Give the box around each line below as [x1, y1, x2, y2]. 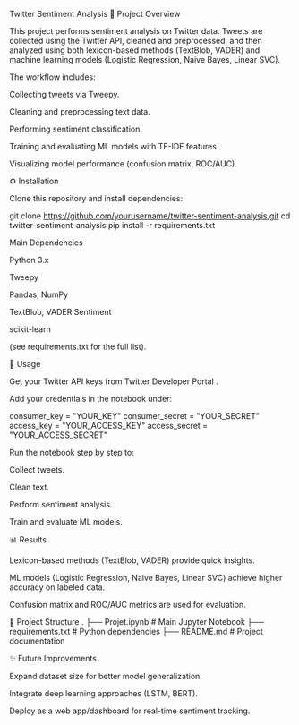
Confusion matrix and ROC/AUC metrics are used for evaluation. [9, 600, 246, 610]
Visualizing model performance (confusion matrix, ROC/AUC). [9, 158, 237, 169]
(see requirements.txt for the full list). [9, 341, 147, 352]
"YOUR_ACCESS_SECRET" [9, 430, 108, 440]
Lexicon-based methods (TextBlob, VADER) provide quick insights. [9, 555, 255, 566]
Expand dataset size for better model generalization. [9, 671, 203, 681]
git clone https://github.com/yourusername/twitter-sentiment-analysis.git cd [9, 210, 291, 221]
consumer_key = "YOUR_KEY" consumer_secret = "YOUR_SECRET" [9, 411, 261, 421]
